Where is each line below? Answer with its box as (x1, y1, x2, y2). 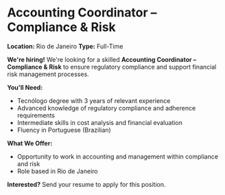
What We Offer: (7, 139, 53, 147)
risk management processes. (7, 70, 89, 78)
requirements (16, 111, 55, 119)
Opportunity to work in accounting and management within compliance (16, 152, 218, 161)
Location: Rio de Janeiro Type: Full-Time (7, 42, 123, 50)
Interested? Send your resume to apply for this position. (7, 180, 166, 188)
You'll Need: (7, 83, 43, 91)
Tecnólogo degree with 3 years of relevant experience (16, 96, 171, 104)
